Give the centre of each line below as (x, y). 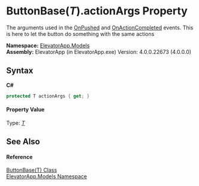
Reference (19, 157)
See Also (23, 142)
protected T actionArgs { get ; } (48, 96)
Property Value (25, 109)
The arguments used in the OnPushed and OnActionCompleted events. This (100, 28)
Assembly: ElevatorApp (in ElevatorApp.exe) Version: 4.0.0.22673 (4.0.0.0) (99, 51)
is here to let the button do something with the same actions (80, 33)
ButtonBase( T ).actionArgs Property (97, 11)
